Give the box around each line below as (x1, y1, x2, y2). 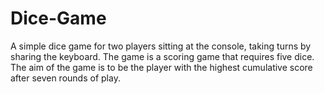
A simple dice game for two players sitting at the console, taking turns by (10, 40, 312, 52)
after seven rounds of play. (10, 72, 121, 84)
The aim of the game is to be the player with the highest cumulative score (10, 61, 313, 73)
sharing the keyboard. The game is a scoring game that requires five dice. (10, 50, 315, 62)
